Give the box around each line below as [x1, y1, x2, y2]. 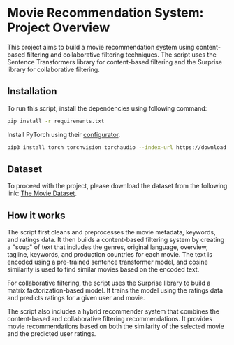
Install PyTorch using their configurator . [7, 130, 121, 139]
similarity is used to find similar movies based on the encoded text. [7, 265, 200, 274]
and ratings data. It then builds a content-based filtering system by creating [7, 236, 225, 244]
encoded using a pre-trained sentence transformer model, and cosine [7, 258, 208, 267]
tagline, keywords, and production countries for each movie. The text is [7, 251, 213, 259]
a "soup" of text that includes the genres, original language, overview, [7, 243, 208, 251]
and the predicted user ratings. [7, 330, 96, 338]
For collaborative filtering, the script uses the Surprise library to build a [7, 279, 211, 288]
